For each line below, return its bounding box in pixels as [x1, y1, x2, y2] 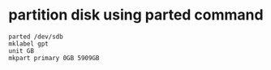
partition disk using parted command [8, 6, 264, 24]
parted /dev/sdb [8, 33, 63, 41]
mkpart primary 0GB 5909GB [8, 54, 100, 62]
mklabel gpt [8, 39, 49, 48]
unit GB [8, 46, 35, 55]
